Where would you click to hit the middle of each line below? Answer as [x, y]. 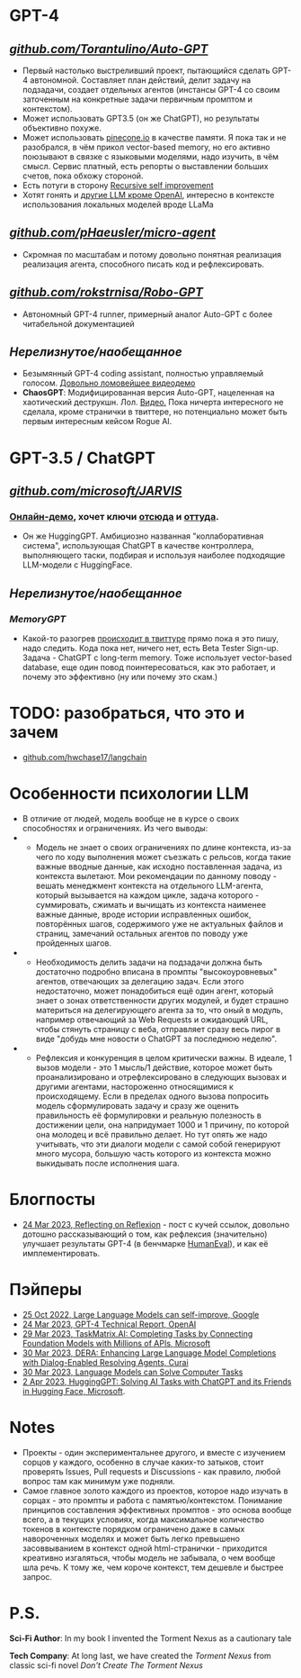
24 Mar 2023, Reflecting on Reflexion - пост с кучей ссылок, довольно [156, 1224]
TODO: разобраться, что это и [127, 713]
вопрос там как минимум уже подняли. [98, 1481]
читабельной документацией [78, 323]
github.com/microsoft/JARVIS [96, 491]
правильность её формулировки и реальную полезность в [149, 1115]
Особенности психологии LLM [129, 794]
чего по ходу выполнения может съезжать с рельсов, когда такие [164, 857]
